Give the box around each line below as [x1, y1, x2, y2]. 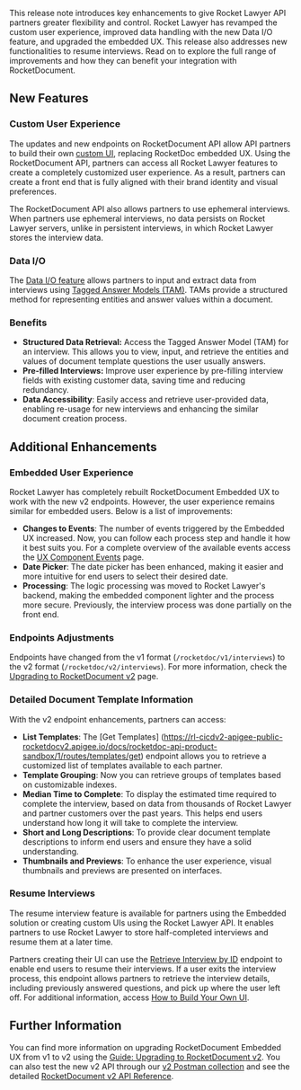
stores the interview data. [9, 232, 104, 243]
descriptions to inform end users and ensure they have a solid [22, 836, 252, 847]
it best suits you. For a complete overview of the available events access [22, 542, 291, 553]
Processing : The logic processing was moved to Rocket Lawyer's [22, 580, 266, 591]
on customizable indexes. [22, 779, 118, 790]
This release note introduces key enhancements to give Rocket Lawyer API [9, 8, 287, 18]
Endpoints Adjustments [9, 631, 115, 643]
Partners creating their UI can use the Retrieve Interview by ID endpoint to [9, 953, 283, 964]
